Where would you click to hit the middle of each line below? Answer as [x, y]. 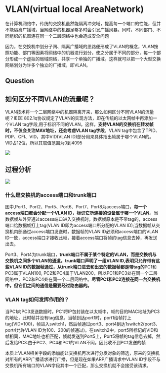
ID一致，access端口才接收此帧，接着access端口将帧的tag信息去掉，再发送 [81, 238]
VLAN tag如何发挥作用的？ [37, 300]
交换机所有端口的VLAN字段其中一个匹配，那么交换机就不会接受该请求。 [78, 365]
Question [20, 81]
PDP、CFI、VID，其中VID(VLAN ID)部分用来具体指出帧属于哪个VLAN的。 [80, 137]
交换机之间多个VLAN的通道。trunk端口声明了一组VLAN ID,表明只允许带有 [80, 261]
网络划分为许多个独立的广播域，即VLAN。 [48, 65]
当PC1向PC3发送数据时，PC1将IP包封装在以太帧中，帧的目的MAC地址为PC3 [83, 311]
